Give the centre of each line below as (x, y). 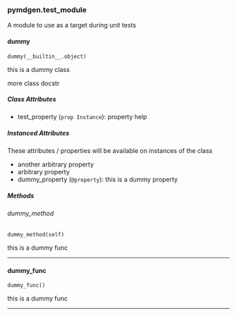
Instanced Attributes (38, 133)
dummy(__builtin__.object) (47, 56)
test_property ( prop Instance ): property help (82, 117)
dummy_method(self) (36, 235)
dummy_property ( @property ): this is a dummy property (98, 180)
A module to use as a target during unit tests (72, 25)
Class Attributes (32, 99)
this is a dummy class (39, 69)
